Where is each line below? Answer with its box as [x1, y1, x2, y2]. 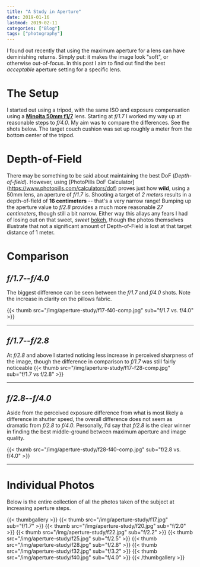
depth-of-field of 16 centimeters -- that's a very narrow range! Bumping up [7, 197, 192, 204]
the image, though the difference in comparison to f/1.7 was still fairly [7, 357, 176, 365]
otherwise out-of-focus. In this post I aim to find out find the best [7, 60, 166, 67]
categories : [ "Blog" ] [7, 25, 61, 31]
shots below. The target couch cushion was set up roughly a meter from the [7, 125, 192, 132]
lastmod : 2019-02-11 [7, 20, 58, 26]
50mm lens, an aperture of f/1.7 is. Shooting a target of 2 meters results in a [7, 191, 192, 198]
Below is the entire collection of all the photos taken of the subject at [7, 498, 174, 505]
